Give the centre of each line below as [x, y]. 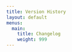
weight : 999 [32, 39]
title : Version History [36, 12]
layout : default [27, 17]
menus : [15, 23]
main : [19, 28]
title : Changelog [39, 34]
